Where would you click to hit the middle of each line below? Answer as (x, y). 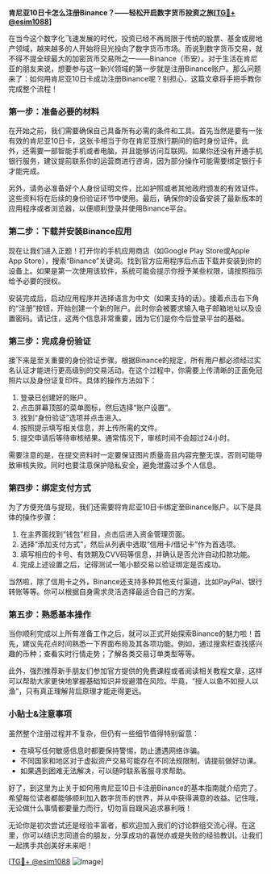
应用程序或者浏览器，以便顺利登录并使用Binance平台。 (100, 208)
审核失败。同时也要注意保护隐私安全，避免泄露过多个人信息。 (117, 465)
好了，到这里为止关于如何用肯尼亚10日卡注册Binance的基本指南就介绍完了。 (135, 788)
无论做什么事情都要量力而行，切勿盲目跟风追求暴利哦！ (100, 808)
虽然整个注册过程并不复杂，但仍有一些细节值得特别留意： (104, 733)
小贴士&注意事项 (40, 714)
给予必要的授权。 (37, 281)
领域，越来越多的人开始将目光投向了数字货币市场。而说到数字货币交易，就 (139, 48)
